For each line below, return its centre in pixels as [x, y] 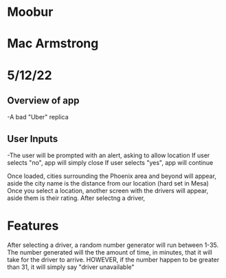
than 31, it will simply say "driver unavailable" [71, 267]
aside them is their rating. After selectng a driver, [76, 198]
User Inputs [33, 139]
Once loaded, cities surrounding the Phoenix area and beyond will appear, [112, 176]
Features [33, 226]
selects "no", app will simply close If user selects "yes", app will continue [110, 163]
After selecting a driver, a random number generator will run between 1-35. [113, 245]
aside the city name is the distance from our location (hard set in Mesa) [108, 183]
